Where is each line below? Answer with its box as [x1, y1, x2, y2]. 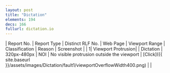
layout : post [5, 7, 33, 13]
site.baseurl [5, 57, 30, 63]
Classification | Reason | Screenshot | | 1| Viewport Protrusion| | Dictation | [5, 46, 163, 52]
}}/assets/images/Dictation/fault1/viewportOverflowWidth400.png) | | [5, 62, 152, 68]
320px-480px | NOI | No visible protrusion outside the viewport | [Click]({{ [5, 52, 163, 58]
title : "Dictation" [5, 12, 47, 17]
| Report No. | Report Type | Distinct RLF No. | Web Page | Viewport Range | [5, 40, 165, 46]
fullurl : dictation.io [5, 27, 54, 32]
